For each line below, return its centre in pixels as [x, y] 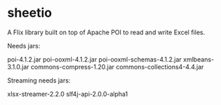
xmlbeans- [199, 59]
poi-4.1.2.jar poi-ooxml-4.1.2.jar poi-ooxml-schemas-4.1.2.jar [95, 59]
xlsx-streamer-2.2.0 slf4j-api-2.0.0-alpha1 [68, 94]
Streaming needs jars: [39, 80]
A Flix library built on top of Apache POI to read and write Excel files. [106, 32]
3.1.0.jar [18, 66]
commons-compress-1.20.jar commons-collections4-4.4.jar [117, 66]
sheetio [30, 13]
